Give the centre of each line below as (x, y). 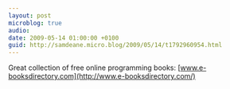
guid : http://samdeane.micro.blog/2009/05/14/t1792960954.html (115, 45)
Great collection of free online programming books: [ (94, 68)
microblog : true (35, 23)
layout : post (30, 15)
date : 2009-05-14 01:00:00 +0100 (64, 38)
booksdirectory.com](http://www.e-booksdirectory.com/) (102, 76)
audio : (19, 30)
